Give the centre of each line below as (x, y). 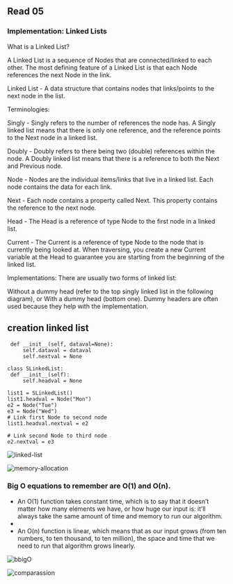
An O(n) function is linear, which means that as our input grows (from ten (122, 531)
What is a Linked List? (39, 46)
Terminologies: (29, 109)
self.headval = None (52, 381)
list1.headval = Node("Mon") (49, 399)
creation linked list (48, 328)
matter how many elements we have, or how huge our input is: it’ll (111, 509)
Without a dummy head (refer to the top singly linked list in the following (110, 291)
